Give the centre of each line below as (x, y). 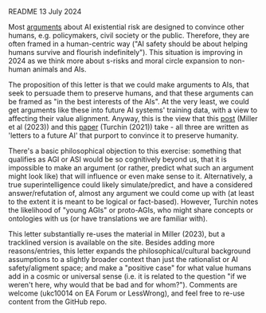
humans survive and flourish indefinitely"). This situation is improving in (125, 52)
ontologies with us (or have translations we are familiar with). (108, 219)
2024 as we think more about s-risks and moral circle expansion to (118, 61)
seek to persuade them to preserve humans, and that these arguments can (131, 93)
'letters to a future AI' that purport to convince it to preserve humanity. (123, 135)
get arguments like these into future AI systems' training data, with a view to (133, 110)
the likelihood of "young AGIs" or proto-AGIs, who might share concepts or (131, 210)
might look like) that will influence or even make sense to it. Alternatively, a (131, 176)
